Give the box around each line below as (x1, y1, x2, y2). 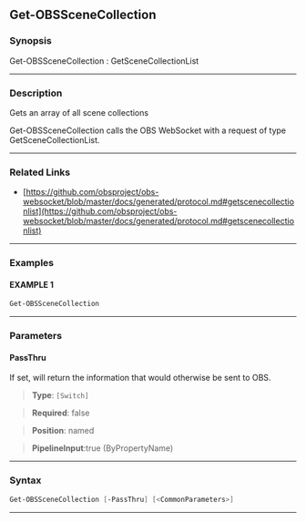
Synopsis (9, 35, 52, 47)
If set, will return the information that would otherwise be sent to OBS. (9, 373, 271, 384)
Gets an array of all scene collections (9, 107, 148, 118)
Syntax (9, 474, 42, 486)
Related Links (9, 166, 71, 179)
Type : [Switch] (31, 390, 89, 401)
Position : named (31, 425, 95, 436)
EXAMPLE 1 (9, 279, 55, 290)
